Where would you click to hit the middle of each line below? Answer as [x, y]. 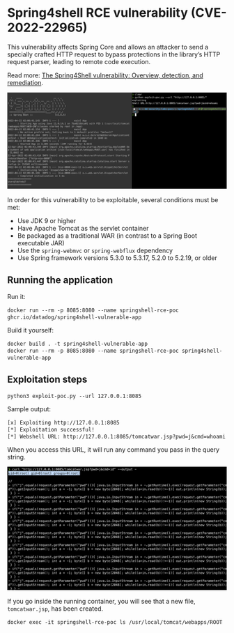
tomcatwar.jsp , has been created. [55, 609]
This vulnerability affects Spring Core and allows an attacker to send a [108, 47]
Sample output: [29, 409]
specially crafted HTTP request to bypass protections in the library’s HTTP [114, 54]
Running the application [60, 280]
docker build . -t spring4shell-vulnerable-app [78, 344]
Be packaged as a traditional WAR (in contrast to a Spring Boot [107, 236]
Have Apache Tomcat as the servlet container [83, 229]
